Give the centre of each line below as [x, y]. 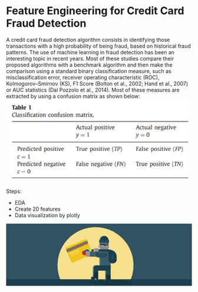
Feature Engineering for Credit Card [95, 11]
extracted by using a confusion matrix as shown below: [73, 96]
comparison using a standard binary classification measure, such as [89, 71]
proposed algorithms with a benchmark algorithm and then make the [89, 65]
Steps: [14, 191]
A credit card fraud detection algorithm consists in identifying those [88, 40]
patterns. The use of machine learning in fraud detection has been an [90, 52]
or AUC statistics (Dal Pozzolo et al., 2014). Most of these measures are [93, 90]
